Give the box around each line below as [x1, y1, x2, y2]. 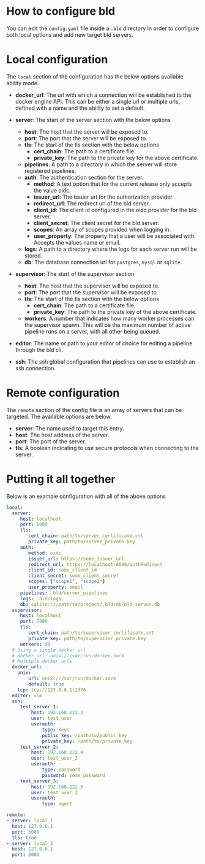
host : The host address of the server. [15, 431, 110, 438]
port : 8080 [12, 852, 40, 858]
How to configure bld [6, 4, 116, 18]
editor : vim [12, 692, 43, 698]
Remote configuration [6, 386, 120, 400]
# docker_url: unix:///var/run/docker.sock [12, 652, 124, 659]
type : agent [42, 801, 72, 807]
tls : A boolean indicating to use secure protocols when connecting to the [15, 444, 199, 451]
